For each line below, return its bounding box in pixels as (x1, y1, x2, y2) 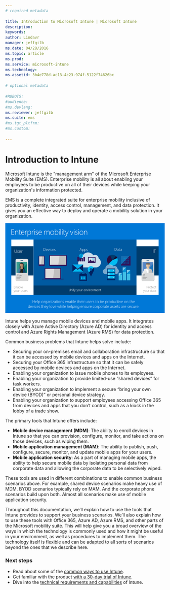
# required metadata (5, 8, 49, 13)
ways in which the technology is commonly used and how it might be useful (5, 528, 163, 534)
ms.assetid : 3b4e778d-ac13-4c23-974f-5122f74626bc (5, 73, 114, 78)
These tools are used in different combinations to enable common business (5, 475, 162, 481)
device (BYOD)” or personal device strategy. (12, 391, 105, 398)
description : (5, 24, 33, 29)
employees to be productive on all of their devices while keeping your (5, 181, 150, 187)
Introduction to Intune (5, 154, 99, 165)
